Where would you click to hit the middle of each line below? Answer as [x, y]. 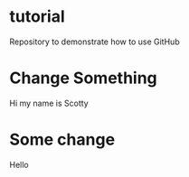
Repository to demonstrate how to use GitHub [94, 42]
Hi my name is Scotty [49, 103]
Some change [62, 140]
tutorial [37, 17]
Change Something [84, 78]
